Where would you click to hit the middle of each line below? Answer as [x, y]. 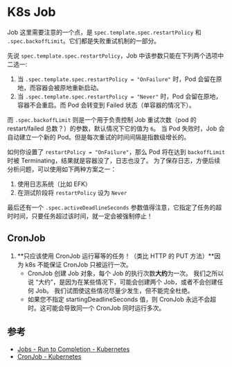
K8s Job [32, 12]
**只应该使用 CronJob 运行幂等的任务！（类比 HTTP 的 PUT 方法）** [116, 256]
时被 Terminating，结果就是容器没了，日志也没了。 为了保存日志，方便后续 [114, 160]
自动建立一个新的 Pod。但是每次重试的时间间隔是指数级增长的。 [99, 137]
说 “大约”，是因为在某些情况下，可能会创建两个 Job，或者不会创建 [122, 282]
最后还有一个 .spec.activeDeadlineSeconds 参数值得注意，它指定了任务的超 [115, 207]
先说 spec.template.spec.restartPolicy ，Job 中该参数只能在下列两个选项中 [115, 56]
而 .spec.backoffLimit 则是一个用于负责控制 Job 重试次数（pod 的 [102, 119]
